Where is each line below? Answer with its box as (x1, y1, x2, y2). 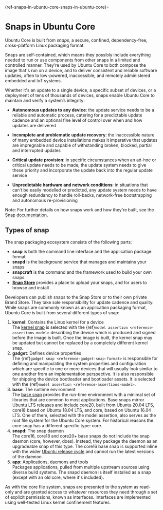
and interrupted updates (12, 147, 61, 153)
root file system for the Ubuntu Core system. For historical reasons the (12, 417, 154, 423)
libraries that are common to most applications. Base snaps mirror (12, 397, 145, 402)
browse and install (12, 284, 49, 290)
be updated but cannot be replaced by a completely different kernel (12, 340, 148, 345)
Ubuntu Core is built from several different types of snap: (5, 309, 120, 316)
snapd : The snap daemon (12, 428, 64, 434)
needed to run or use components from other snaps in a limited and (5, 57, 141, 63)
